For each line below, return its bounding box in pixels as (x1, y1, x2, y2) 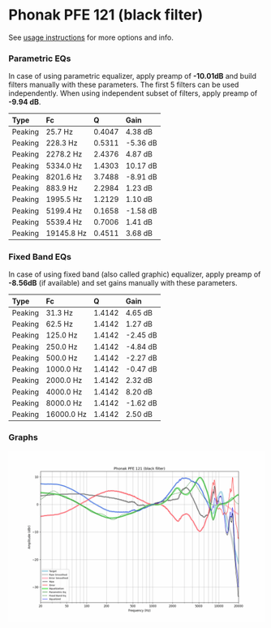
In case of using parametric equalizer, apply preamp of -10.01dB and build (8, 71, 257, 81)
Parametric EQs (8, 53, 71, 64)
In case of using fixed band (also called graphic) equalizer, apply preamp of (8, 269, 261, 279)
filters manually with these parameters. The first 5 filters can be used (8, 80, 239, 90)
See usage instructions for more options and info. (8, 32, 174, 42)
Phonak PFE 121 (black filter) (8, 6, 204, 24)
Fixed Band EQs (8, 251, 71, 262)
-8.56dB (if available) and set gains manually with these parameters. (8, 278, 238, 288)
